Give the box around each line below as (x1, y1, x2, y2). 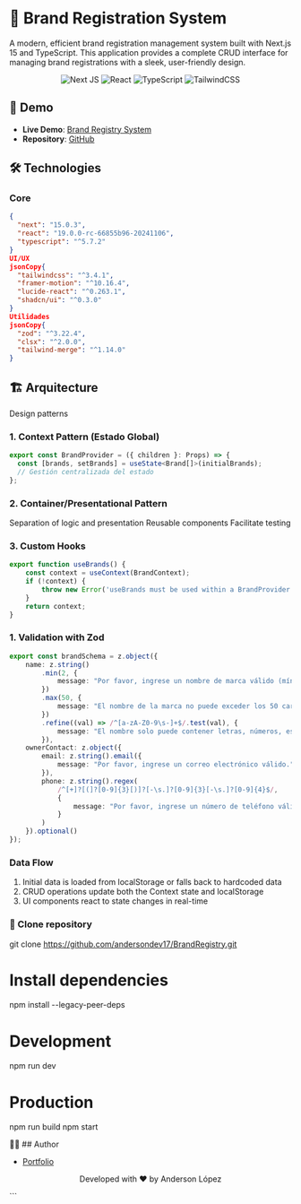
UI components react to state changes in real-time (21, 896, 209, 906)
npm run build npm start (9, 1122, 99, 1132)
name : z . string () (25, 660, 90, 669)
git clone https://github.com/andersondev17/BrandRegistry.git (9, 939, 237, 949)
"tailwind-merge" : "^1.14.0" (17, 345, 126, 355)
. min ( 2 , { (41, 668, 78, 678)
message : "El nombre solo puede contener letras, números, (56, 726, 282, 736)
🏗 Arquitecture (9, 380, 99, 395)
